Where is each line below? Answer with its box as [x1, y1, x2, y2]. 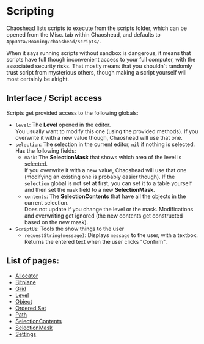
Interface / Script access [6, 93, 103, 103]
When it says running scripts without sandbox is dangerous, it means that [6, 49, 191, 56]
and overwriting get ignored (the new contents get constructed [24, 212, 183, 219]
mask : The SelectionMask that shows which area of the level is [24, 153, 182, 161]
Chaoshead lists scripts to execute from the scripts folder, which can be [6, 24, 188, 32]
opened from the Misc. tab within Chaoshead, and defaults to [6, 31, 161, 38]
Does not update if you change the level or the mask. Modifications [24, 205, 194, 213]
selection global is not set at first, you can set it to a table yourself [24, 179, 192, 187]
